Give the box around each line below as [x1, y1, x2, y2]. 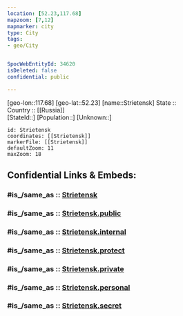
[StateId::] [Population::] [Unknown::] [7, 113, 112, 121]
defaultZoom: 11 [7, 144, 54, 152]
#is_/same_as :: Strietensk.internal [7, 227, 126, 237]
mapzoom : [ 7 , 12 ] [7, 17, 54, 23]
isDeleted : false [7, 67, 57, 74]
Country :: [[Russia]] [7, 106, 65, 114]
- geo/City [7, 42, 39, 49]
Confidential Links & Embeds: [7, 170, 137, 181]
